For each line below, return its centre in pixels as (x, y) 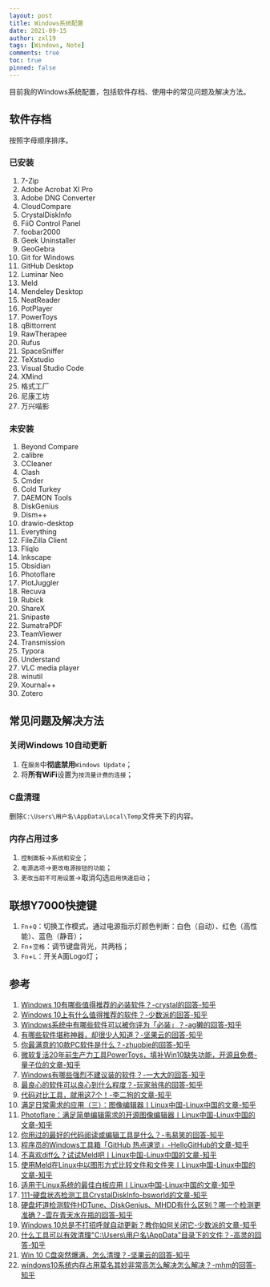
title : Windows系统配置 (46, 23)
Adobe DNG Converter (58, 198)
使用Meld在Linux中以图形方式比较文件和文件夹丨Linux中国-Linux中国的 (138, 1165)
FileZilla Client (44, 541)
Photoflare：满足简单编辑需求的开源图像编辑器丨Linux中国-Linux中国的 (138, 1115)
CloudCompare (46, 206)
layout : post (31, 16)
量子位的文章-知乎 (50, 1065)
